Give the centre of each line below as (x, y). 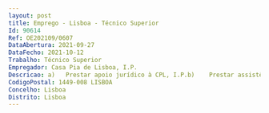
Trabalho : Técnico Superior (55, 60)
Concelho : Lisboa (37, 90)
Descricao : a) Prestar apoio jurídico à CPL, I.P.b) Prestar (121, 75)
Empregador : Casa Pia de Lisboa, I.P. (73, 68)
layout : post (30, 16)
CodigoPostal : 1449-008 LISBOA (60, 82)
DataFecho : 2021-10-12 (46, 53)
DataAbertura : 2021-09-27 (51, 45)
